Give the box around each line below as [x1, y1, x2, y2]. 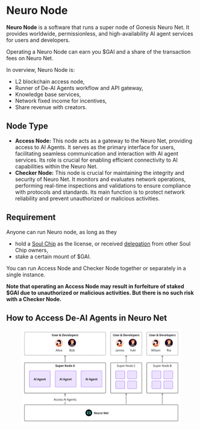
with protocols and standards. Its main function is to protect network [14, 188, 185, 195]
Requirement [6, 212, 56, 223]
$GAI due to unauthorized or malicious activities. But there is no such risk [6, 289, 194, 296]
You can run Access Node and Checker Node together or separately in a [6, 264, 186, 272]
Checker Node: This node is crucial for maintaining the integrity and [14, 169, 185, 176]
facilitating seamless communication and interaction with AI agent [14, 150, 179, 157]
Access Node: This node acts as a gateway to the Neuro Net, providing [14, 137, 193, 144]
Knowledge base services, [14, 91, 81, 98]
